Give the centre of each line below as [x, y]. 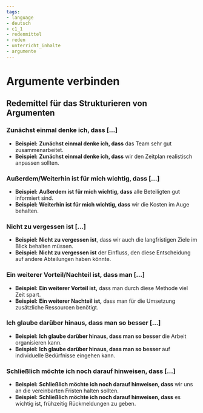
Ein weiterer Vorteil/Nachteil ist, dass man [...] [76, 275]
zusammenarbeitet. [39, 150]
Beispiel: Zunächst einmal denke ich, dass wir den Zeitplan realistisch [104, 156]
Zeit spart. [28, 294]
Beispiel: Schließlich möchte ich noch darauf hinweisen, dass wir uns [104, 385]
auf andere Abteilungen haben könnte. [63, 259]
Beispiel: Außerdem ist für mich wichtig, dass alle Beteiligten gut [98, 191]
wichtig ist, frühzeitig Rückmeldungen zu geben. [75, 404]
